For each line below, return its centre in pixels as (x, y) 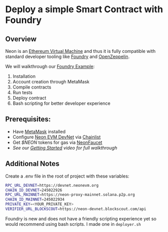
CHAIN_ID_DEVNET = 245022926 (34, 190)
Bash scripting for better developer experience (61, 103)
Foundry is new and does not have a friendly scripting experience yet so (81, 219)
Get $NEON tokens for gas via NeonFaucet (57, 142)
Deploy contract (29, 98)
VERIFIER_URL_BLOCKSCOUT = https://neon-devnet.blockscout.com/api (76, 209)
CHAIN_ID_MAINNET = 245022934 (35, 199)
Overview (21, 39)
